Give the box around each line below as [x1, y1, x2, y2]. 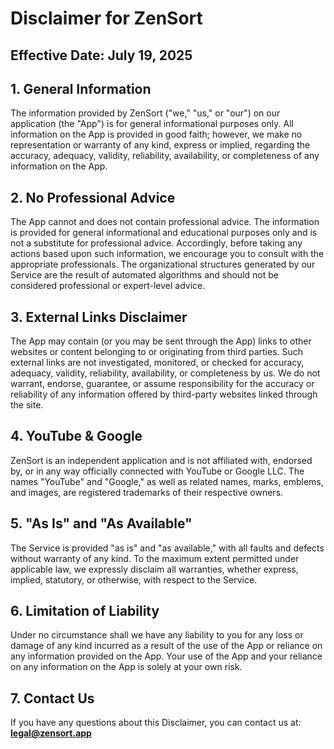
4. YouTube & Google [10, 428, 143, 445]
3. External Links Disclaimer [10, 308, 188, 326]
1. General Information [10, 80, 152, 97]
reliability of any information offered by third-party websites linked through [10, 388, 318, 401]
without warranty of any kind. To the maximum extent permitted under [10, 552, 300, 564]
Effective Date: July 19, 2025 [10, 47, 193, 64]
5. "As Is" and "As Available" [10, 515, 193, 532]
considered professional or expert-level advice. [10, 280, 206, 292]
